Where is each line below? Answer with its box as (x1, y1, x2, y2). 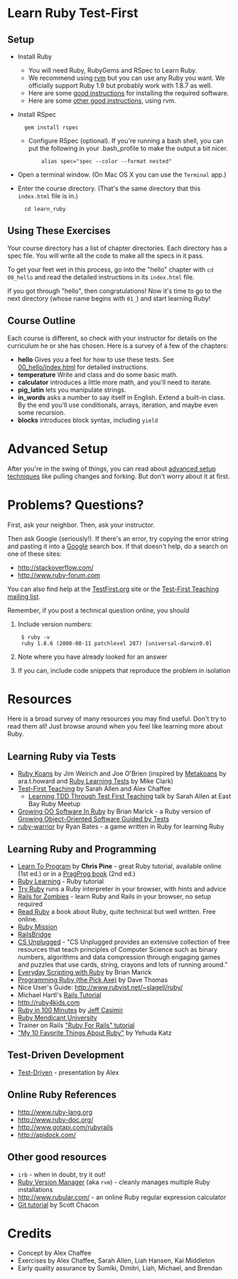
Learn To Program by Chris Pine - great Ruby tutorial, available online (17, 862, 222, 870)
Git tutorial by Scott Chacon (17, 1200, 99, 1209)
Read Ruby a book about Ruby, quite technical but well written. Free (17, 908, 216, 916)
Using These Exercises (7, 225, 112, 237)
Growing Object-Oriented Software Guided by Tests (17, 815, 169, 823)
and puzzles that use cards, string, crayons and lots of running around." (17, 960, 228, 969)
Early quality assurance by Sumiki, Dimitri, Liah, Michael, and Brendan (17, 1264, 222, 1273)
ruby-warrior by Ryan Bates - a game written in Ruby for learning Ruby (17, 822, 225, 831)
